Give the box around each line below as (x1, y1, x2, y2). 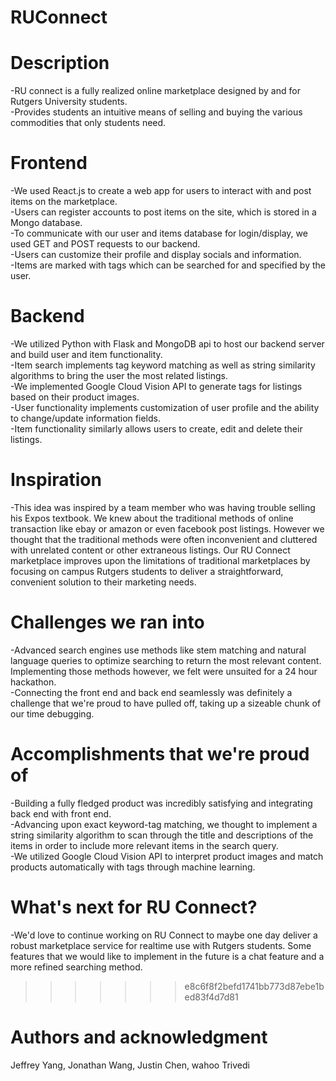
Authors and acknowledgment (10, 1026, 268, 1048)
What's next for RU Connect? (10, 896, 258, 918)
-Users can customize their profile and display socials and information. (10, 249, 302, 261)
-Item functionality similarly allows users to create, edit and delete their (10, 423, 303, 435)
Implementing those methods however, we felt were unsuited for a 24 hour (10, 665, 318, 677)
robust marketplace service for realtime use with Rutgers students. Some (10, 939, 312, 951)
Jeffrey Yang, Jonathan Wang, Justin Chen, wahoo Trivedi (10, 1059, 250, 1071)
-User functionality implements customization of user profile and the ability (10, 402, 320, 413)
